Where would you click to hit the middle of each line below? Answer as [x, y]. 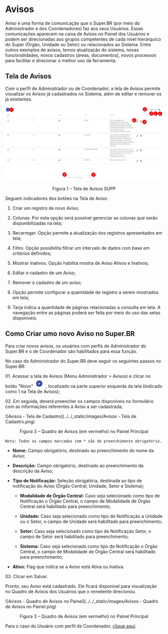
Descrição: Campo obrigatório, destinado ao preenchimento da [78, 465]
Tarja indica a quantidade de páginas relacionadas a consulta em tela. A [86, 307]
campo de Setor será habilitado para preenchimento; [74, 537]
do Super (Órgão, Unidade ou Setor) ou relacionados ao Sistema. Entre [78, 44]
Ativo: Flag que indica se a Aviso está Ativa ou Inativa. [68, 567]
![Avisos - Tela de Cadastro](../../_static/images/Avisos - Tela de [71, 416]
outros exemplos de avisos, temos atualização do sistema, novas [72, 50]
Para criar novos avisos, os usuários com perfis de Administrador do [76, 346]
